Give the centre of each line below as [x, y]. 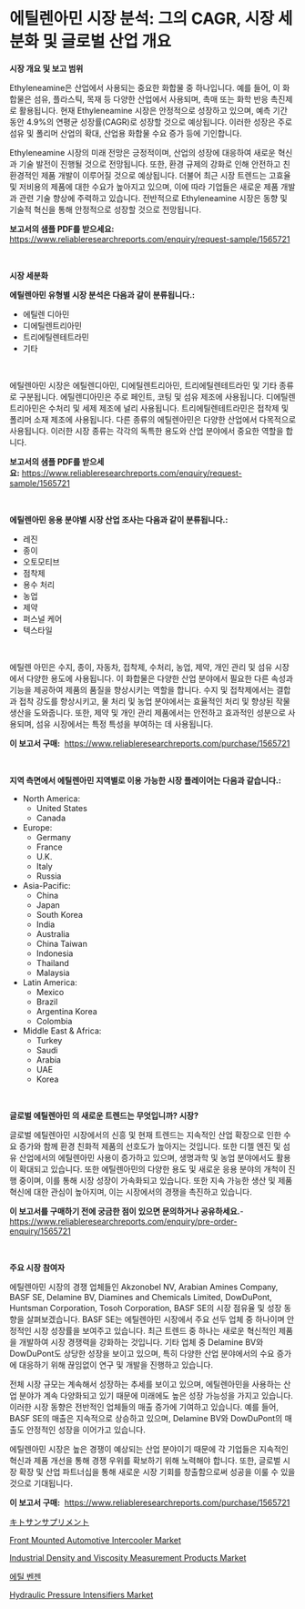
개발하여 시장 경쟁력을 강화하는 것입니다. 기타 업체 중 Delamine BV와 [141, 1342]
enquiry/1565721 [40, 1231]
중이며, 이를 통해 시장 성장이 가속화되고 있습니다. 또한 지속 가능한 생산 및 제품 [156, 1180]
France [50, 847]
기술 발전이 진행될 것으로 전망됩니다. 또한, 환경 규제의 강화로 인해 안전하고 [150, 164]
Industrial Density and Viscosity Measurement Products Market [128, 1557]
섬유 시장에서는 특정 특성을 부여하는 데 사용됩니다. [125, 724]
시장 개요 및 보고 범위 [46, 68]
